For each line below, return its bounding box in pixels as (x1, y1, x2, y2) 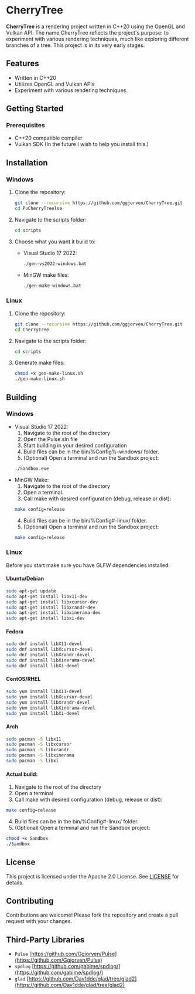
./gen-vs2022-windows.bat (23, 260, 87, 267)
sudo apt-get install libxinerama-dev (6, 610, 101, 616)
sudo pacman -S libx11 (6, 736, 61, 742)
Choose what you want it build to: (14, 238, 95, 245)
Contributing (6, 896, 54, 906)
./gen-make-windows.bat (23, 283, 82, 289)
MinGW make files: (23, 271, 69, 279)
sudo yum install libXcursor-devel (6, 694, 93, 700)
